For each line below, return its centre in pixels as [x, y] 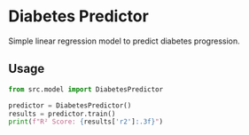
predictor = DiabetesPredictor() [70, 105]
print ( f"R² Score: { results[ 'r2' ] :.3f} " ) [86, 122]
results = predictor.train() [62, 114]
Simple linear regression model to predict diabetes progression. [124, 41]
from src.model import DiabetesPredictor [86, 89]
